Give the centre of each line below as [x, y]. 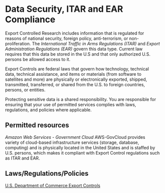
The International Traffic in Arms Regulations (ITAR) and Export [96, 43]
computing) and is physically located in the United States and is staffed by [80, 147]
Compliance [30, 19]
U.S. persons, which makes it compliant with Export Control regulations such [82, 153]
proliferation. [18, 43]
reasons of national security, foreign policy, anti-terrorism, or [67, 38]
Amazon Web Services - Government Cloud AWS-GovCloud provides [75, 137]
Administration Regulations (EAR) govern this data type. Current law [74, 49]
